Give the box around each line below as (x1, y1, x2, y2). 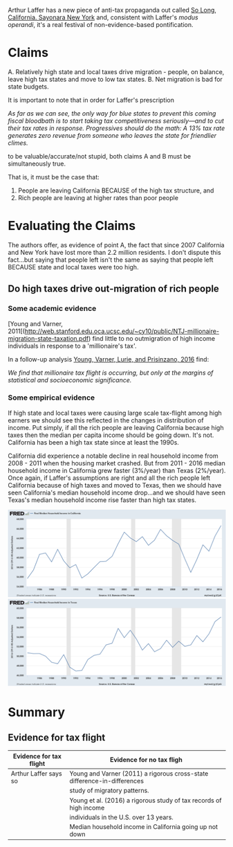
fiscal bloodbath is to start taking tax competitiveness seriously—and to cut (8, 116, 224, 125)
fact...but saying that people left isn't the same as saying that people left (8, 256, 214, 264)
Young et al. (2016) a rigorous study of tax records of (69, 796, 222, 804)
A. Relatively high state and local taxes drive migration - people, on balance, (8, 67, 225, 75)
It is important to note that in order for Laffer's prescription (8, 96, 175, 104)
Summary (8, 704, 65, 720)
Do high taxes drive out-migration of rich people (8, 283, 220, 295)
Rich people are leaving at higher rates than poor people (17, 193, 179, 202)
